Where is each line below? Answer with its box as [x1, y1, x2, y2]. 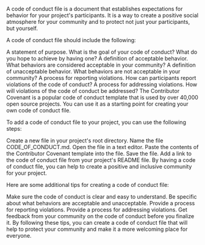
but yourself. [6, 24, 38, 32]
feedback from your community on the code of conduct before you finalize [6, 213, 195, 219]
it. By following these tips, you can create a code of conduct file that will [6, 219, 188, 226]
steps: [6, 125, 22, 132]
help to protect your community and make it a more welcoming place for [6, 225, 188, 233]
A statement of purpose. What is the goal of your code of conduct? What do [6, 48, 198, 56]
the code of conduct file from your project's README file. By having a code [6, 156, 196, 164]
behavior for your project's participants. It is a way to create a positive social [6, 12, 199, 19]
